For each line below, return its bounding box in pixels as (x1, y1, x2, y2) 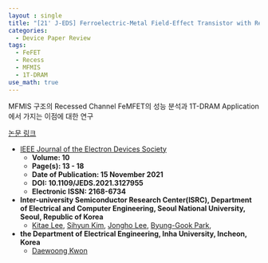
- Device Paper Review (15, 33, 91, 42)
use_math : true (8, 78, 59, 86)
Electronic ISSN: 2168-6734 (31, 186, 126, 196)
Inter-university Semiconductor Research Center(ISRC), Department (19, 194, 253, 204)
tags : (8, 41, 26, 49)
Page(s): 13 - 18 (31, 161, 85, 171)
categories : (8, 26, 48, 34)
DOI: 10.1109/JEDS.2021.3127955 (31, 178, 144, 187)
